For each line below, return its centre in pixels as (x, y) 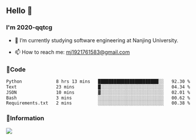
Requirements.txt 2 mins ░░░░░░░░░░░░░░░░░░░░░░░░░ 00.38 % (98, 103)
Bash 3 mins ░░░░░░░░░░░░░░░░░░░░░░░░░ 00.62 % (98, 98)
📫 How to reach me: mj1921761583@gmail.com (72, 52)
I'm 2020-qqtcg (29, 28)
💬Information (25, 118)
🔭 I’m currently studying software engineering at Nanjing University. (97, 40)
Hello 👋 (19, 11)
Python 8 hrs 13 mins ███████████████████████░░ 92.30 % (98, 81)
